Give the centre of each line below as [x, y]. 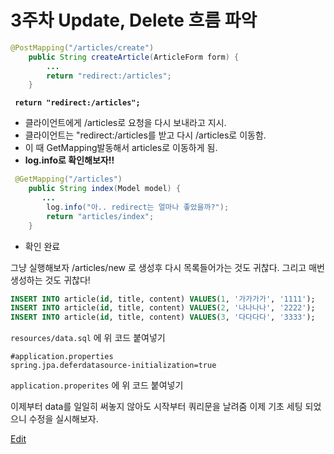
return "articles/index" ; [100, 216]
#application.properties [62, 357]
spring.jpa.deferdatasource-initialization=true [113, 366]
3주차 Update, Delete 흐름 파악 [134, 20]
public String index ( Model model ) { [105, 189]
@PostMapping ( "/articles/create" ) [82, 47]
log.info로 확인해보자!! [69, 160]
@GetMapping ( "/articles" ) [68, 179]
